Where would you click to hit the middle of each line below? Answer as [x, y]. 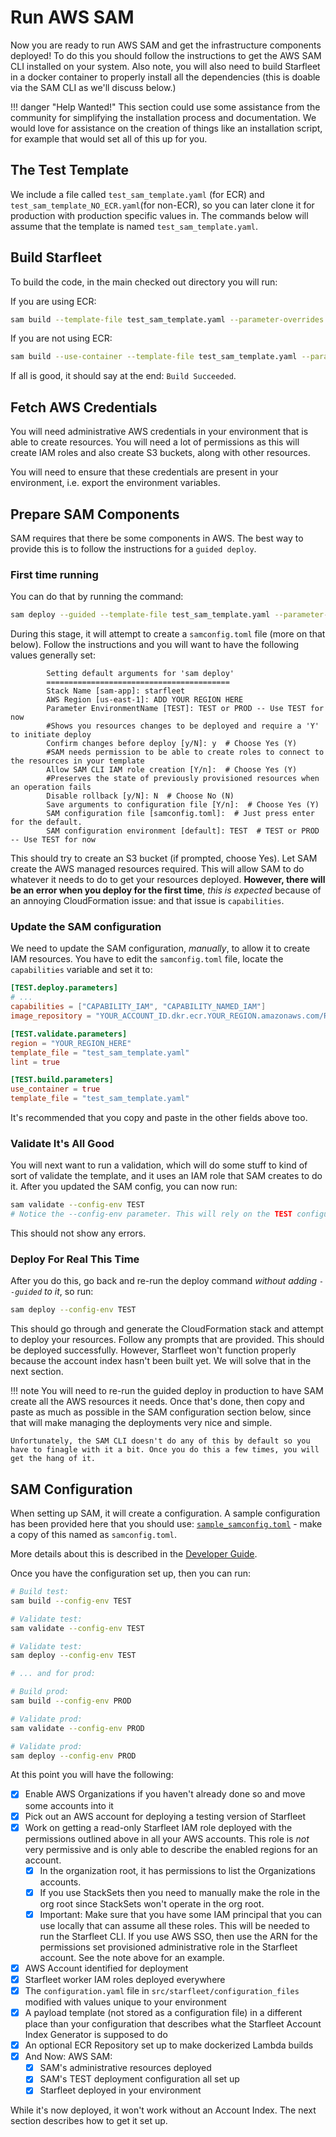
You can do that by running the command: [97, 597]
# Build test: [40, 1592]
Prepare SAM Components [95, 514]
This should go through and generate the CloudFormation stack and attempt [167, 1329]
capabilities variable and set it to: [81, 970]
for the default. [46, 822]
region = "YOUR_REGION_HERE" [71, 1043]
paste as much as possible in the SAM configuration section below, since [161, 1412]
